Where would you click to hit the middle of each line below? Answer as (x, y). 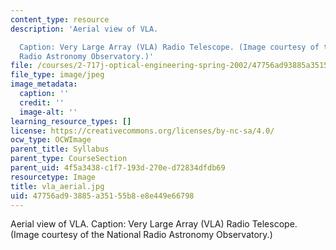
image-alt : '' (48, 112)
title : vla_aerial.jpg (57, 186)
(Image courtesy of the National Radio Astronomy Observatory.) (141, 235)
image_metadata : (44, 84)
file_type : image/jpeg (57, 75)
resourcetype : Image (53, 177)
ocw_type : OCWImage (51, 140)
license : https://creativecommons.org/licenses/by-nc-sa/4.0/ (142, 131)
